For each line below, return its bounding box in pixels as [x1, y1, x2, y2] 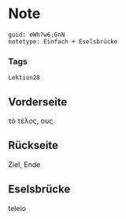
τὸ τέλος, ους [8, 116, 54, 126]
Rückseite [8, 139, 59, 152]
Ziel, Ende [8, 159, 41, 169]
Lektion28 [8, 74, 41, 82]
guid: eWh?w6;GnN [8, 31, 65, 39]
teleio [8, 203, 26, 213]
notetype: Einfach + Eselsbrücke [8, 37, 118, 46]
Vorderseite [8, 95, 68, 109]
